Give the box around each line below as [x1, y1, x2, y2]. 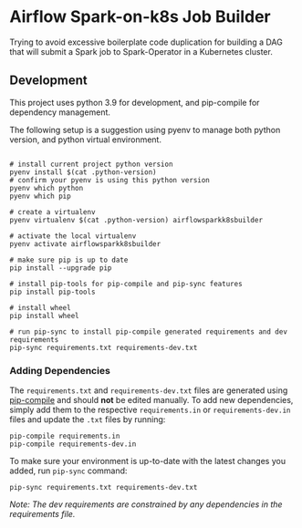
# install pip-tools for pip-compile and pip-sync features [9, 279, 244, 288]
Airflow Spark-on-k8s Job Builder [9, 6, 271, 27]
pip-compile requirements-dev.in [9, 440, 137, 449]
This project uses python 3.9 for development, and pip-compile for [9, 97, 260, 108]
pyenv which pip [9, 192, 71, 201]
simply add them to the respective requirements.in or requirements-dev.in [9, 404, 291, 416]
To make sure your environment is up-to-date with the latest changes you [9, 456, 286, 467]
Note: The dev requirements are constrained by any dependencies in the [9, 499, 283, 510]
